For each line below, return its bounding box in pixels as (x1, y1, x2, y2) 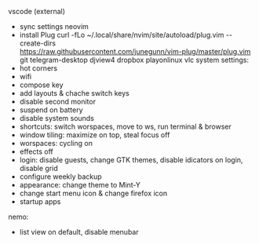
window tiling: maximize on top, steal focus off (19, 130, 170, 140)
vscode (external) (8, 7, 65, 16)
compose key (19, 80, 64, 89)
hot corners (19, 64, 57, 73)
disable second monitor (19, 97, 97, 106)
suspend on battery (19, 105, 84, 115)
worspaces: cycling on (19, 139, 93, 147)
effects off (19, 147, 53, 156)
